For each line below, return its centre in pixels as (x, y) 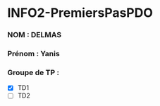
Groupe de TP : (33, 72)
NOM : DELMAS (35, 35)
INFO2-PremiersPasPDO (80, 13)
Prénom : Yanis (33, 54)
